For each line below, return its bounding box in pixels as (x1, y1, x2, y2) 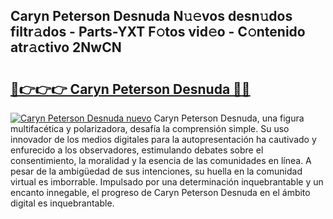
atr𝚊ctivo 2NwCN (10, 39, 122, 56)
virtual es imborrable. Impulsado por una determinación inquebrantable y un (10, 176, 324, 188)
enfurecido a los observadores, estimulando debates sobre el (10, 144, 264, 156)
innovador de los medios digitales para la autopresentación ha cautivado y (10, 134, 317, 145)
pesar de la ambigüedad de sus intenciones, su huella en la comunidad (10, 165, 303, 177)
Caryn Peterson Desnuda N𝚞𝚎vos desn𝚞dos (10, 8, 293, 25)
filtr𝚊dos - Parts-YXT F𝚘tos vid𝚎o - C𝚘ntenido (10, 24, 306, 41)
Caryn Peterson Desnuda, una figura (153, 112, 305, 124)
